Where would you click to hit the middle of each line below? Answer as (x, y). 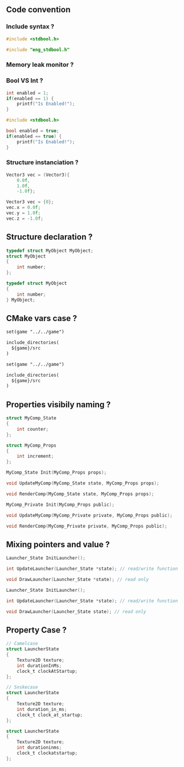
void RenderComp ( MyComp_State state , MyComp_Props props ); (80, 494)
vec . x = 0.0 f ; (24, 208)
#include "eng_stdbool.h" (38, 50)
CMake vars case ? (42, 318)
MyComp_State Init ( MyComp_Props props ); (57, 473)
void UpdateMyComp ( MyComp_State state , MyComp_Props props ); (83, 483)
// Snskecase (22, 687)
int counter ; (33, 429)
